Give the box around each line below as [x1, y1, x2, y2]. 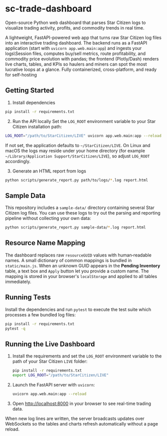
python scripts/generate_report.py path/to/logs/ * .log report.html [5, 177, 149, 182]
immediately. [5, 278, 31, 284]
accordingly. [5, 158, 31, 164]
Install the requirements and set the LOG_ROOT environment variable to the [12, 353, 162, 359]
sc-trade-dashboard [5, 3, 92, 14]
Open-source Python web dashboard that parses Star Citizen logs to [5, 19, 146, 25]
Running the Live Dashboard [5, 339, 95, 348]
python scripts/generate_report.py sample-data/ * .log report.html [5, 225, 146, 230]
